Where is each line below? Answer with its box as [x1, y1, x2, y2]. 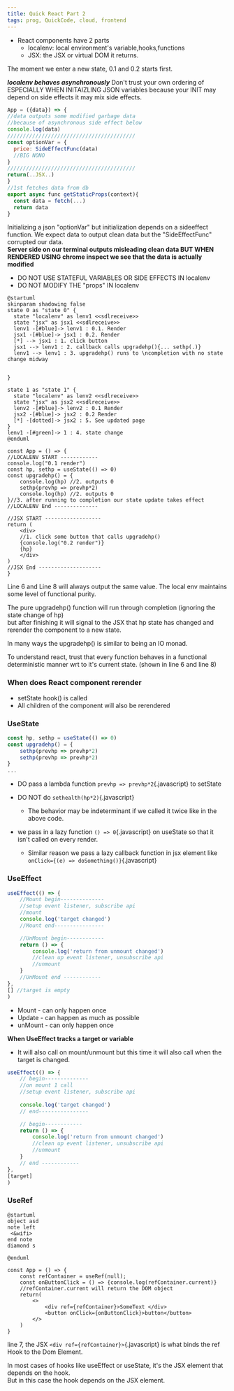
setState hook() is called [17, 693, 88, 702]
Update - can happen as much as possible [17, 1013, 140, 1022]
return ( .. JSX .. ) [7, 171, 54, 178]
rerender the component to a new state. [7, 626, 122, 634]
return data [13, 204, 49, 211]
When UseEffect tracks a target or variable [7, 1034, 134, 1043]
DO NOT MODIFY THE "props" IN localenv [17, 281, 140, 290]
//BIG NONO [13, 152, 45, 159]
